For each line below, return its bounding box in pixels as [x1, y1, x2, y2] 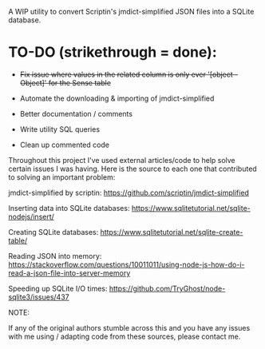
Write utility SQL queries [19, 124, 101, 134]
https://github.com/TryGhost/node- [109, 284, 226, 293]
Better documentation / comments [19, 109, 133, 118]
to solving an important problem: [8, 172, 116, 182]
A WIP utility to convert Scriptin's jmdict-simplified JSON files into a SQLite [8, 7, 255, 16]
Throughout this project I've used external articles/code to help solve [8, 155, 235, 165]
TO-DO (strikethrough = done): [8, 43, 217, 61]
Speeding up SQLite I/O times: [8, 284, 108, 293]
